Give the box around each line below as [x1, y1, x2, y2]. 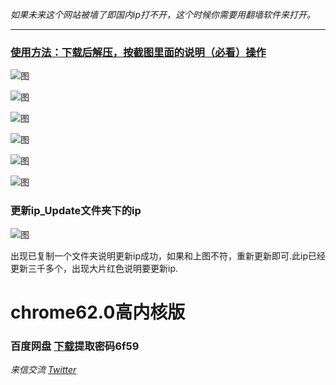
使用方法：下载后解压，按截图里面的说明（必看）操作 [10, 45, 267, 59]
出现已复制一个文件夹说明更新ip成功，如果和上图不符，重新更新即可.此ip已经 [10, 249, 326, 262]
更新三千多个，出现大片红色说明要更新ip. [10, 262, 178, 274]
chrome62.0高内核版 [10, 301, 186, 323]
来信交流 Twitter [10, 364, 77, 376]
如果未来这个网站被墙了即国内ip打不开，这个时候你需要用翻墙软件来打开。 [10, 9, 316, 20]
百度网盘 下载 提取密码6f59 [10, 339, 140, 353]
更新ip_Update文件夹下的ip [10, 204, 142, 218]
